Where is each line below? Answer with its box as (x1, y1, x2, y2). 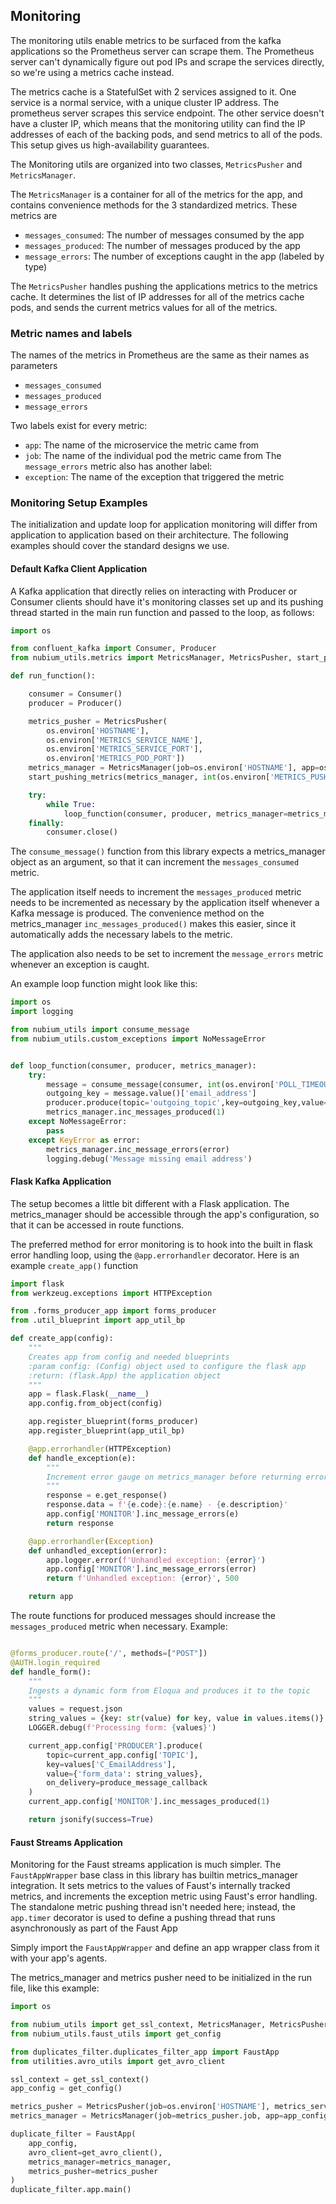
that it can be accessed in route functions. (10, 1219, 185, 1231)
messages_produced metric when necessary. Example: (10, 1620, 228, 1633)
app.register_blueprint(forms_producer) (28, 1417, 199, 1427)
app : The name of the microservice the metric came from (24, 439, 260, 451)
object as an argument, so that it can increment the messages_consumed (10, 856, 300, 868)
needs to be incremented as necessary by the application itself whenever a (10, 897, 320, 909)
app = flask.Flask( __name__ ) (28, 1389, 150, 1399)
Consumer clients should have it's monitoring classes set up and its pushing (10, 595, 324, 608)
